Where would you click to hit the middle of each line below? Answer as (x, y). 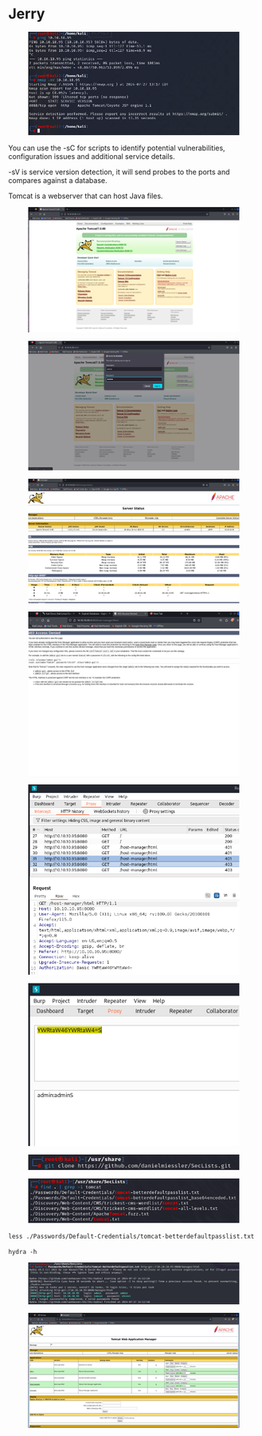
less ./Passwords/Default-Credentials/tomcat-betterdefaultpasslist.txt (131, 1236)
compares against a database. (58, 181)
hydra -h (23, 1251)
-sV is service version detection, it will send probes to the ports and (119, 172)
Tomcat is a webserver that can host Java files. (86, 196)
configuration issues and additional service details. (92, 157)
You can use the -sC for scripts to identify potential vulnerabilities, (117, 148)
